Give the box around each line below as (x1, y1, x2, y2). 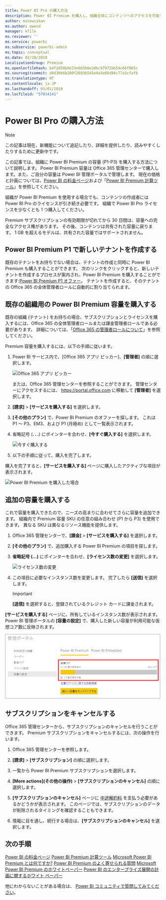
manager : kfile (5, 29, 37, 34)
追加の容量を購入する (5, 496, 70, 504)
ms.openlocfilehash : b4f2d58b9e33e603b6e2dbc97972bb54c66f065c (5, 65, 138, 70)
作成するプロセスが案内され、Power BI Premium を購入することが (22, 272, 157, 278)
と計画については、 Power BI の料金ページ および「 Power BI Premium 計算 (5, 177, 154, 183)
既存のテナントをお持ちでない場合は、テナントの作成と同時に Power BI (5, 259, 150, 265)
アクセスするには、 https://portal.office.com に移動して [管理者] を (21, 387, 157, 394)
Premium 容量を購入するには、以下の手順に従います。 (5, 343, 115, 349)
